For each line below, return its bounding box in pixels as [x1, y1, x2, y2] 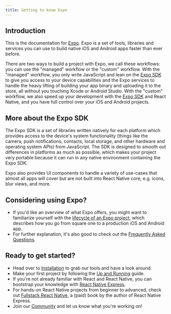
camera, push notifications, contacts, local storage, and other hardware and [5, 138, 165, 144]
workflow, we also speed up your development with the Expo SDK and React [5, 93, 166, 100]
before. [5, 51, 21, 57]
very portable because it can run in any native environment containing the [5, 155, 161, 161]
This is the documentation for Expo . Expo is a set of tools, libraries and [5, 40, 154, 46]
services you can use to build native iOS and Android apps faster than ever [5, 46, 163, 52]
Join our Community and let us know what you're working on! [12, 303, 142, 309]
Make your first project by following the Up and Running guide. [12, 270, 145, 277]
